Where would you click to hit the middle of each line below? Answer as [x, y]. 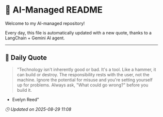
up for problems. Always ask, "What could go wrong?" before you [83, 85]
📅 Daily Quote [26, 58]
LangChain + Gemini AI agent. [35, 38]
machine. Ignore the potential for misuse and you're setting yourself [85, 80]
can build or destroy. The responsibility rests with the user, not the [83, 74]
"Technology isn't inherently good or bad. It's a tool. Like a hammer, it [86, 69]
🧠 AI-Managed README [54, 10]
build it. [24, 90]
